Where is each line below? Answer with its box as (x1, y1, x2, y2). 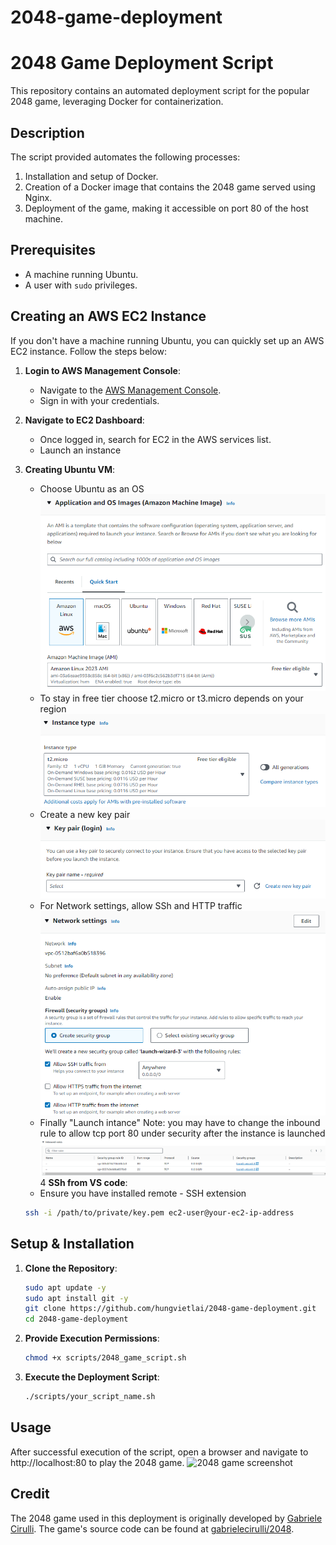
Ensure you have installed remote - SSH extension (39, 1187, 247, 1200)
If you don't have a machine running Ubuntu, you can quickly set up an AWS (10, 334, 325, 346)
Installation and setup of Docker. (24, 170, 159, 182)
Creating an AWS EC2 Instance (10, 308, 207, 325)
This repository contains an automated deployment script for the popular (10, 85, 310, 97)
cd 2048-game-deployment (24, 1314, 129, 1325)
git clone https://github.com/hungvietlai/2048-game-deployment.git (24, 1304, 317, 1314)
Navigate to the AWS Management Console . (39, 384, 222, 396)
